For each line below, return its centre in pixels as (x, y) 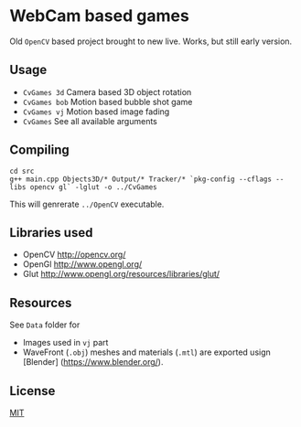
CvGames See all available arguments (90, 121)
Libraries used (51, 233)
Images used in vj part (65, 343)
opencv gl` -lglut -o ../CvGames (93, 187)
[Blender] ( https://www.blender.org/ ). (93, 362)
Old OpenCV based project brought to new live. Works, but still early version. (151, 41)
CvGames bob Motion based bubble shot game (107, 101)
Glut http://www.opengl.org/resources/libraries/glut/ (121, 274)
